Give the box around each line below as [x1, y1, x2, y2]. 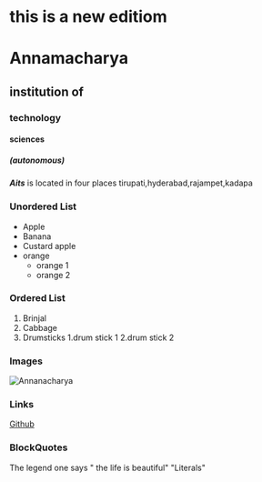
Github [9, 418, 35, 429]
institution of [9, 84, 85, 99]
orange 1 [35, 259, 69, 270]
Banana [22, 230, 52, 242]
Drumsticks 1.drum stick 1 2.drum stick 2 [22, 332, 175, 343]
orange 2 [35, 269, 71, 280]
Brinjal [22, 312, 47, 324]
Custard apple [22, 240, 76, 251]
